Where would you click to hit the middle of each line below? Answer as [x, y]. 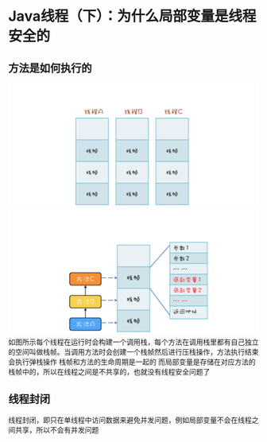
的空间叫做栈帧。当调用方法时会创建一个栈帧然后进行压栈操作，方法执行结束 [133, 352]
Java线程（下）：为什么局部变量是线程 [132, 16]
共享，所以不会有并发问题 [57, 429]
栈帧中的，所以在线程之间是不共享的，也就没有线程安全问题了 [109, 372]
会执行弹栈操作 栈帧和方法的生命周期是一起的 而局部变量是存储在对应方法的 [132, 362]
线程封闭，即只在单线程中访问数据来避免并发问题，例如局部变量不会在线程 [130, 420]
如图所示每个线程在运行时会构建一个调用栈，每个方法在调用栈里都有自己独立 [133, 342]
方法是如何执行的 [50, 68]
